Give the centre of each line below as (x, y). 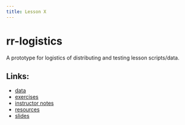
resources (27, 110)
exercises (26, 97)
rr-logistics (34, 41)
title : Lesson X (26, 12)
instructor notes (34, 103)
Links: (18, 76)
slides (22, 116)
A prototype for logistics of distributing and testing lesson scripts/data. (93, 58)
